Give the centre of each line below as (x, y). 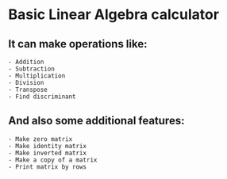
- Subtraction (32, 69)
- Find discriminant (42, 97)
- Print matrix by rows (48, 167)
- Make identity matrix (48, 146)
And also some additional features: (96, 121)
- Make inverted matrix (48, 153)
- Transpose (28, 89)
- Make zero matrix (40, 139)
